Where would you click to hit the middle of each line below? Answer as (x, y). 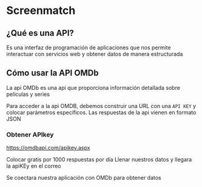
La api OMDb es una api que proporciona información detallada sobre (93, 87)
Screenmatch (41, 11)
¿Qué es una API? (40, 33)
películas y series (28, 94)
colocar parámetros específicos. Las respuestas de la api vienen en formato (101, 112)
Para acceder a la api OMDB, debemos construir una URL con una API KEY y (101, 106)
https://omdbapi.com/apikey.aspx (48, 148)
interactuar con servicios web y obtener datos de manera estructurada (95, 54)
